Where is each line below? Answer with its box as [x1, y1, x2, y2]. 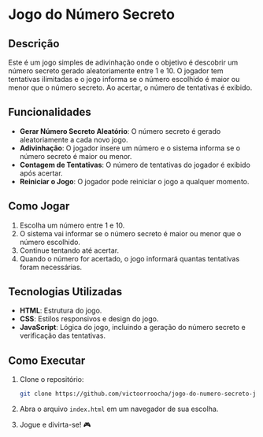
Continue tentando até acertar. [19, 246, 120, 255]
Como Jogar [8, 199, 70, 213]
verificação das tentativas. [19, 331, 106, 340]
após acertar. [19, 168, 63, 178]
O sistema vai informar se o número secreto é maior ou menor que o [19, 228, 242, 238]
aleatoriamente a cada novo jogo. [19, 135, 128, 144]
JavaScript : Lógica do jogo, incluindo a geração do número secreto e [19, 323, 246, 332]
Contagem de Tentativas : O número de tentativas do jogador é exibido [19, 160, 250, 169]
